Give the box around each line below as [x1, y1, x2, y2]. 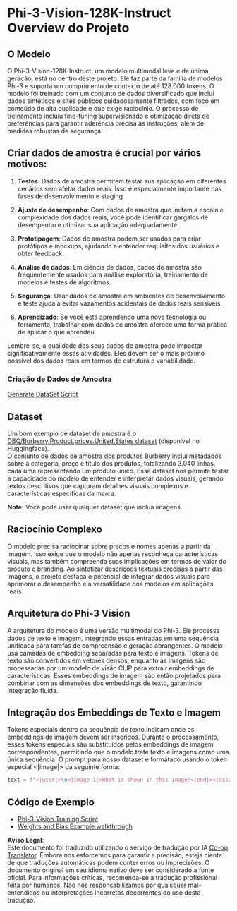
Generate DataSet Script [7, 390, 78, 399]
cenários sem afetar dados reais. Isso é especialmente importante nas [17, 184, 222, 193]
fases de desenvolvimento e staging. [17, 192, 125, 200]
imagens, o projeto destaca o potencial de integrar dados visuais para [7, 572, 210, 580]
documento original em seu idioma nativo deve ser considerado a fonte [7, 866, 214, 874]
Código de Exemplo [7, 796, 95, 808]
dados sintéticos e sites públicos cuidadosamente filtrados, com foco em [7, 97, 220, 105]
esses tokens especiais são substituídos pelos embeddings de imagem [7, 740, 214, 749]
